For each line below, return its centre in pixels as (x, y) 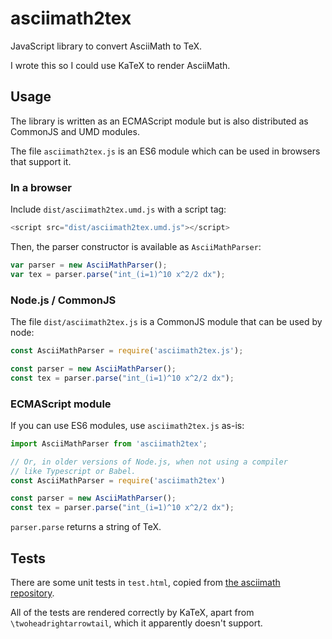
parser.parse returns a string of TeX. (86, 527)
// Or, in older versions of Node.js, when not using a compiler (149, 462)
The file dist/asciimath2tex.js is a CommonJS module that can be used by (166, 321)
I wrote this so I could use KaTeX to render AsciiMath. (120, 65)
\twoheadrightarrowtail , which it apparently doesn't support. (136, 623)
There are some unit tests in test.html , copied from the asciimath (145, 582)
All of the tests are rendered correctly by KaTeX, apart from (132, 612)
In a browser (41, 187)
